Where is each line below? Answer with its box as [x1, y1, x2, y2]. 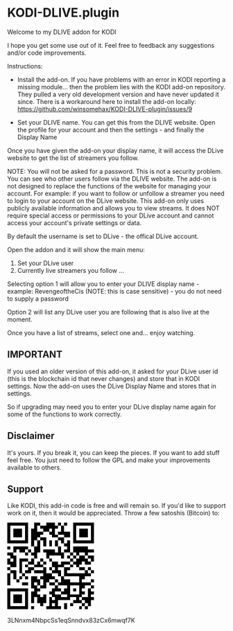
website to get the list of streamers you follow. [7, 154, 139, 162]
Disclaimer [7, 430, 55, 442]
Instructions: [7, 62, 43, 70]
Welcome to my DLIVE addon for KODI [7, 28, 116, 36]
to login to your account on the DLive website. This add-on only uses [7, 196, 205, 205]
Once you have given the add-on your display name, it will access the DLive [7, 146, 224, 154]
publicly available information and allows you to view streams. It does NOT [7, 204, 220, 212]
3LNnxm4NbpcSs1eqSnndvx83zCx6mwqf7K [7, 616, 135, 625]
